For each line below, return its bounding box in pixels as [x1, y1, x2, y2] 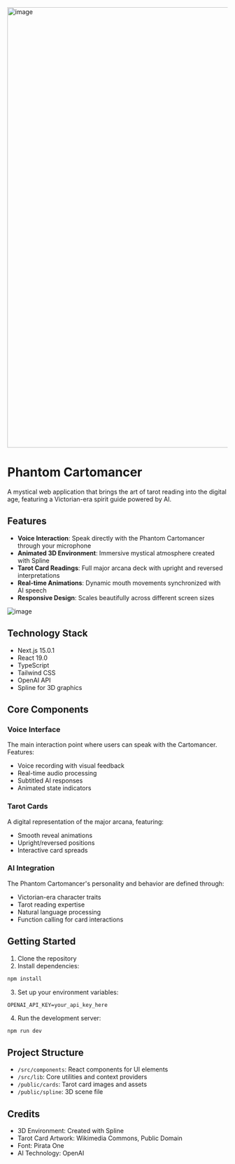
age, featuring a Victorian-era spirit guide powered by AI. [7, 494, 172, 503]
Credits [7, 1108, 41, 1120]
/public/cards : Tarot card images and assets [17, 1080, 148, 1089]
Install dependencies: [17, 961, 80, 970]
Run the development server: [17, 1013, 101, 1022]
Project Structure [7, 1046, 84, 1058]
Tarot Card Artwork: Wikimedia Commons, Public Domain [17, 1134, 183, 1142]
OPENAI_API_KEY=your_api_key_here [7, 1001, 108, 1008]
